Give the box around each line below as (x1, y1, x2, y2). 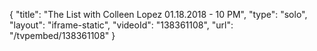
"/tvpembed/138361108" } (9, 30, 116, 41)
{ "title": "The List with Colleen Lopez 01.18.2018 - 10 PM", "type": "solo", (9, 9, 308, 20)
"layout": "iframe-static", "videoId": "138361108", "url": (9, 19, 234, 31)
